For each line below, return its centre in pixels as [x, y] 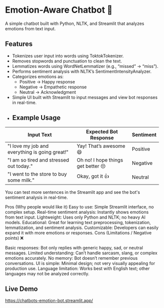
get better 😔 [91, 166]
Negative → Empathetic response [53, 87]
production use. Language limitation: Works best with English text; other [77, 268]
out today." [20, 166]
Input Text [40, 135]
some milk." [21, 180]
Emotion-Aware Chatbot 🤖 [59, 10]
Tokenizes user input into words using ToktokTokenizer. [68, 56]
